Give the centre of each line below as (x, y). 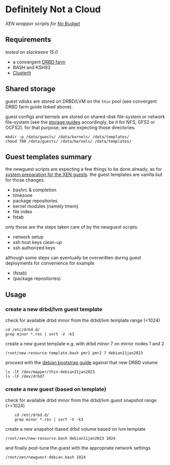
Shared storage (30, 89)
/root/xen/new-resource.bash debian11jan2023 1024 (60, 438)
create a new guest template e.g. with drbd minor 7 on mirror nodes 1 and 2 (85, 344)
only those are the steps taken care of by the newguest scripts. (72, 227)
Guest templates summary (49, 157)
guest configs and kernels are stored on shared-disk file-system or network (85, 117)
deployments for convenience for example (50, 263)
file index (22, 212)
